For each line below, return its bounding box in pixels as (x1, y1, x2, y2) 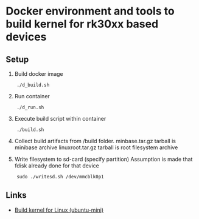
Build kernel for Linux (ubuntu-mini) (14, 206, 104, 214)
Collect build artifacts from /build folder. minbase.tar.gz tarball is (14, 138, 176, 144)
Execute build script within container (14, 115, 106, 122)
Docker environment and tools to (5, 4, 175, 18)
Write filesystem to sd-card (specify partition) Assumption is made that (14, 156, 193, 163)
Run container (14, 93, 50, 99)
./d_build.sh (16, 82, 50, 88)
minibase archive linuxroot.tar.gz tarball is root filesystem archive (14, 144, 178, 151)
